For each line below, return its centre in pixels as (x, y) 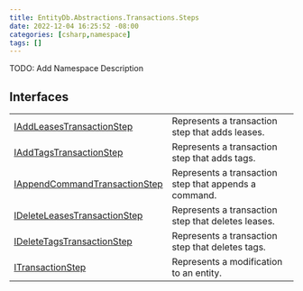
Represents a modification (227, 262)
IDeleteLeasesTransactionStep (78, 215)
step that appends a (214, 184)
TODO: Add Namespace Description (77, 68)
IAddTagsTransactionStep (69, 152)
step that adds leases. (218, 132)
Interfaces (39, 97)
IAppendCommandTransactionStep (89, 184)
